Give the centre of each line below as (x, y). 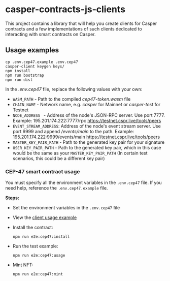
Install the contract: (33, 228)
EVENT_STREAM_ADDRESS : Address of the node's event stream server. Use (87, 126)
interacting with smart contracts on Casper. (50, 34)
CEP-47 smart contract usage (43, 171)
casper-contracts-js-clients (65, 9)
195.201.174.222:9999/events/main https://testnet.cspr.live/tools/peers (86, 137)
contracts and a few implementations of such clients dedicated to (74, 28)
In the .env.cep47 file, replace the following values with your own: (74, 89)
